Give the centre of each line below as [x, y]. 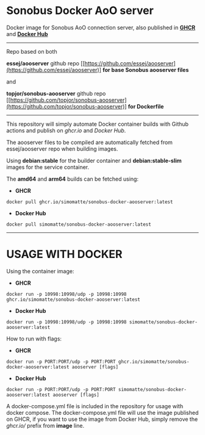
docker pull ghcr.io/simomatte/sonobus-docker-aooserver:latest [90, 202]
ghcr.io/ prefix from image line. [45, 425]
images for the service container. [48, 167]
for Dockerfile [146, 106]
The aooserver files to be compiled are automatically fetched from [89, 142]
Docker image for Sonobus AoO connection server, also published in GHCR [101, 27]
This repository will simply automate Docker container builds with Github [98, 124]
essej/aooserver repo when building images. [62, 149]
